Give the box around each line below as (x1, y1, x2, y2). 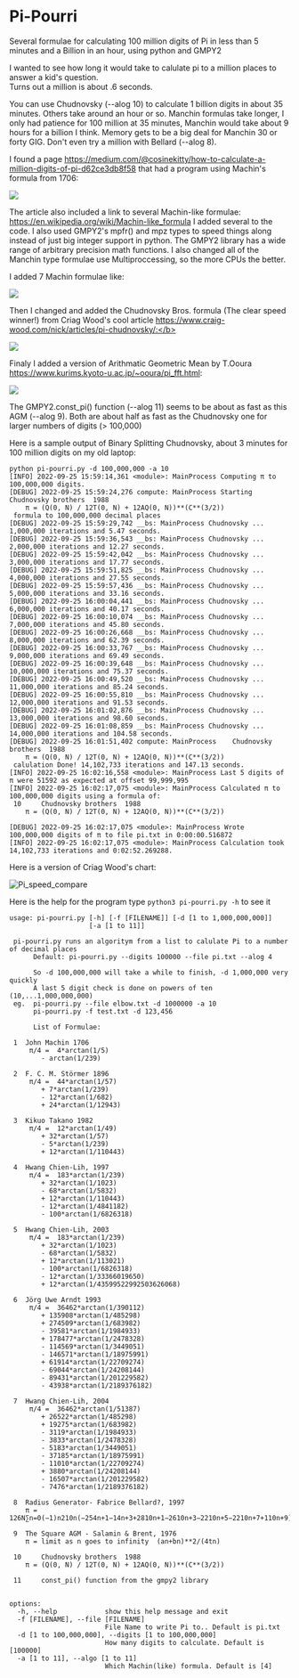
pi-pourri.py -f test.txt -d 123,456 (32, 1006, 174, 1016)
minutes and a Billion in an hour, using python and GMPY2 (9, 45, 222, 55)
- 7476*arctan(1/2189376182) (41, 1482, 149, 1491)
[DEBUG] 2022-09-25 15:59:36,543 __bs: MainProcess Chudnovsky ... (9, 534, 265, 543)
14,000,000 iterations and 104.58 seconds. (9, 729, 174, 738)
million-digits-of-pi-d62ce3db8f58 (9, 163, 136, 174)
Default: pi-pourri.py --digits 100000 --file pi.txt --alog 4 (32, 952, 273, 961)
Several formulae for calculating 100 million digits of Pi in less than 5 (9, 36, 260, 46)
